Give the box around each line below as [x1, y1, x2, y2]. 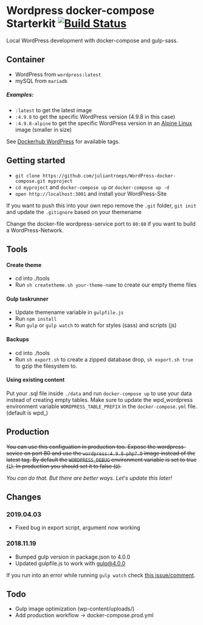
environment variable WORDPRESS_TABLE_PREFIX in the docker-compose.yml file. [6, 402, 198, 410]
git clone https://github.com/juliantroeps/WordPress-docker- [15, 173, 176, 179]
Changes [6, 491, 41, 502]
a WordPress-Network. [6, 226, 64, 234]
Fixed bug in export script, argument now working [15, 524, 141, 531]
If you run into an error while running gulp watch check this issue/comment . [6, 571, 196, 579]
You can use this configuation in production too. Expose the [6, 443, 156, 450]
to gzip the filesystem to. [15, 362, 78, 370]
